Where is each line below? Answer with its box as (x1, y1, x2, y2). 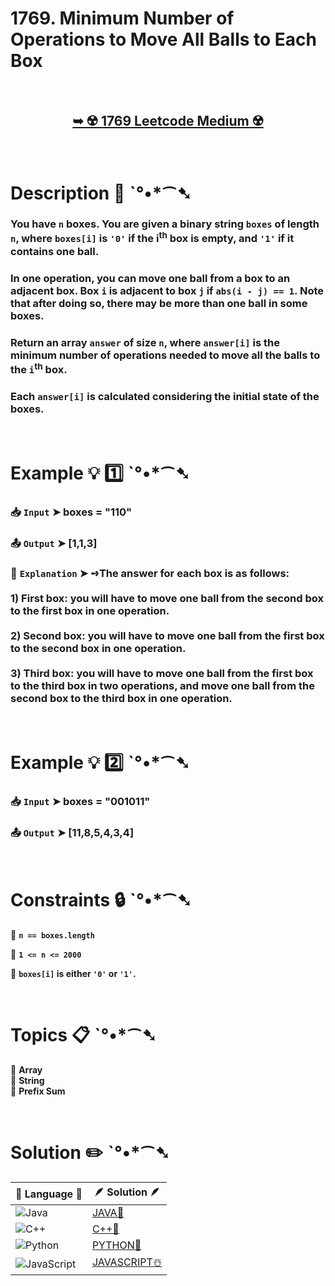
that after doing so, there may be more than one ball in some (10, 296, 308, 310)
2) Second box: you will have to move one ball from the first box (10, 629, 325, 643)
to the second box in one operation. (10, 642, 187, 656)
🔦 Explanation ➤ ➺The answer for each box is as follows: (10, 567, 290, 581)
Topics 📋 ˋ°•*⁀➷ (10, 1024, 157, 1047)
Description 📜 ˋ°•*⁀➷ (10, 182, 192, 204)
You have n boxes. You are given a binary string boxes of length (10, 217, 320, 231)
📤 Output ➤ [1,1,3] (10, 536, 98, 550)
